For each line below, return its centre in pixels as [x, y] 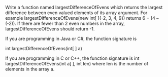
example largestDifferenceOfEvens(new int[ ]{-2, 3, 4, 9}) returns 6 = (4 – [82, 18]
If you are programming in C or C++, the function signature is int [72, 58]
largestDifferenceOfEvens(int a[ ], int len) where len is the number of [77, 64]
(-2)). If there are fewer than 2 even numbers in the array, [65, 23]
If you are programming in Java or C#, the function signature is [71, 38]
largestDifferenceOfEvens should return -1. [50, 29]
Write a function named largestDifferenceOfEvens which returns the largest [84, 7]
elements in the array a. [30, 69]
